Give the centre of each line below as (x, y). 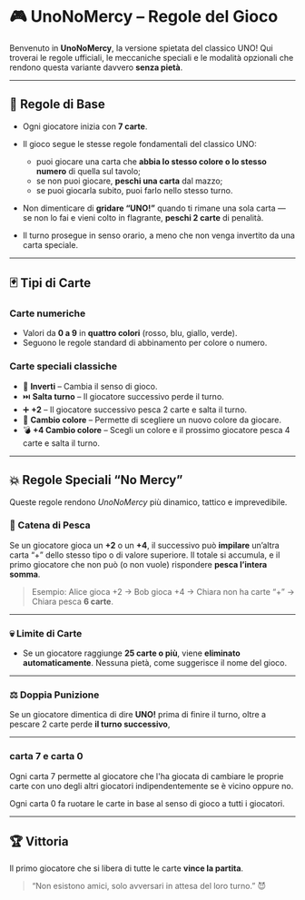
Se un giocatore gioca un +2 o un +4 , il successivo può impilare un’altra (144, 545)
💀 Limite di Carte (46, 633)
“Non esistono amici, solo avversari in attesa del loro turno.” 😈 (148, 885)
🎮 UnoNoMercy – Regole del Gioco (144, 17)
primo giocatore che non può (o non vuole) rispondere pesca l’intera (138, 564)
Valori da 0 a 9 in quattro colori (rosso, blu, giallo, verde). (130, 333)
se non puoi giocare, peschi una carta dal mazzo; (129, 181)
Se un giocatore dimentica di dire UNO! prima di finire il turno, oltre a (138, 715)
